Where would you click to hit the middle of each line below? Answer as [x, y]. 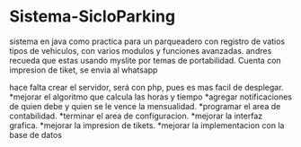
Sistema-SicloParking [93, 17]
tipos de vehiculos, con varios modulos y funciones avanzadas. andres [141, 50]
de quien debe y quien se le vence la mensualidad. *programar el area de [145, 106]
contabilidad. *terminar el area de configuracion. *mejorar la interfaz [136, 116]
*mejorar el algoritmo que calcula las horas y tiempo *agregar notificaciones [151, 97]
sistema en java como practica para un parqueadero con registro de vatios [147, 41]
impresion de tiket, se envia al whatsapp [84, 70]
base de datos [36, 134]
